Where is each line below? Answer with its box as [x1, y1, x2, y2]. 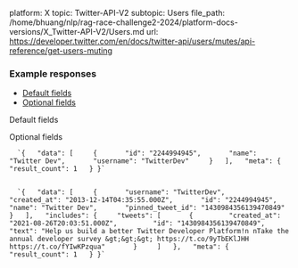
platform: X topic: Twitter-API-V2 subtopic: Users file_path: [9, 8, 226, 18]
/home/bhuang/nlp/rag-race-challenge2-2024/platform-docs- [9, 17, 238, 28]
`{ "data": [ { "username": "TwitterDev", [17, 188, 226, 197]
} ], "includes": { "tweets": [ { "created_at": [9, 211, 281, 221]
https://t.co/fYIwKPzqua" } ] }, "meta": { [9, 242, 229, 252]
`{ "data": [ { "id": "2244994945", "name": [17, 149, 257, 158]
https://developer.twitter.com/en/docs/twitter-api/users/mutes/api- [9, 36, 256, 46]
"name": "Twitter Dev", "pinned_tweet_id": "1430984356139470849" [9, 204, 286, 213]
